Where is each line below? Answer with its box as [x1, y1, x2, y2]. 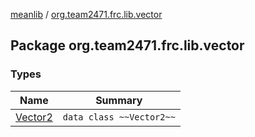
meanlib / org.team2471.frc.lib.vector [10, 9, 163, 20]
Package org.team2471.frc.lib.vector [10, 37, 245, 54]
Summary [95, 93, 143, 107]
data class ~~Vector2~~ [62, 111, 176, 123]
